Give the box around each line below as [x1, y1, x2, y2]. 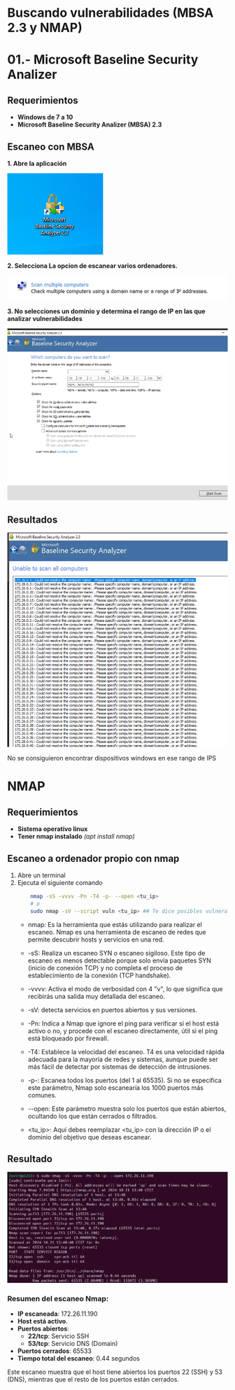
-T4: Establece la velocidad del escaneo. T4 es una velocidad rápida [27, 1047, 225, 1056]
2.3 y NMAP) [7, 20, 83, 36]
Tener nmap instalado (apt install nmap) [17, 832, 135, 841]
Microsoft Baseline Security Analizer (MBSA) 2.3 [17, 120, 162, 129]
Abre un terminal [17, 871, 66, 879]
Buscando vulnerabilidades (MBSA [7, 5, 214, 21]
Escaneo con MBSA [7, 141, 94, 153]
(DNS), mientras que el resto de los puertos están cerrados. [7, 1375, 180, 1383]
